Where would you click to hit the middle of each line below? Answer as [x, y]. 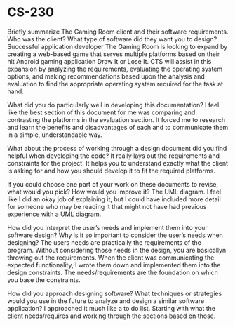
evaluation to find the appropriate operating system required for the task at [115, 84]
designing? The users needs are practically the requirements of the [104, 242]
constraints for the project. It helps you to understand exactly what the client [118, 163]
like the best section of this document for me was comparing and [101, 112]
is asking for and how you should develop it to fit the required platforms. [111, 171]
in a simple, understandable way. [55, 135]
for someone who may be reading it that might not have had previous [107, 206]
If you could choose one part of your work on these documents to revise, [113, 184]
